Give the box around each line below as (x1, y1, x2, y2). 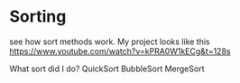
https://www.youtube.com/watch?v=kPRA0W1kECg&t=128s (9, 45, 231, 56)
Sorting (9, 6, 67, 27)
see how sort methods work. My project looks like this (9, 36, 210, 47)
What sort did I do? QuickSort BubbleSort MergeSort (9, 63, 205, 74)
